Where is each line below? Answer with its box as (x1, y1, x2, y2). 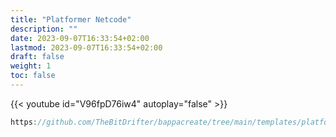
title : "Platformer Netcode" (10, 14, 132, 25)
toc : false (10, 71, 56, 81)
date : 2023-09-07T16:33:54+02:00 (10, 33, 150, 43)
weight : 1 (10, 61, 52, 71)
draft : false (10, 52, 65, 62)
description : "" (10, 24, 78, 34)
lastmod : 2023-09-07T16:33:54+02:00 (10, 42, 163, 53)
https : (10, 117, 38, 127)
